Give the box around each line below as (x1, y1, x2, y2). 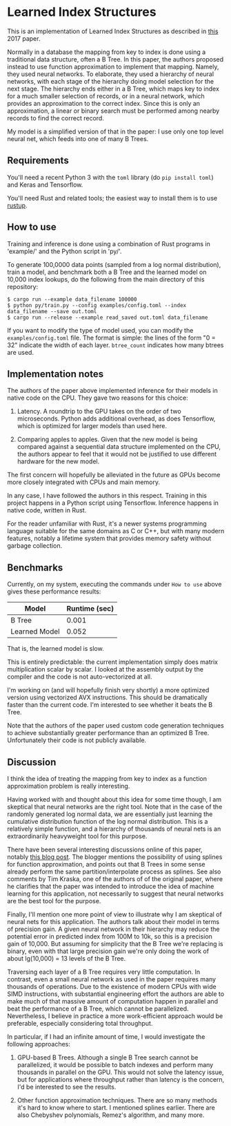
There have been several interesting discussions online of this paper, (7, 845, 203, 853)
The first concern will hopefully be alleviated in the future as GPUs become (7, 471, 221, 479)
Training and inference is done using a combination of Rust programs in (7, 239, 210, 248)
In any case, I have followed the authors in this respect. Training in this (7, 492, 207, 500)
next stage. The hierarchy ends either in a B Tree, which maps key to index (7, 84, 219, 93)
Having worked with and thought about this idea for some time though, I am (7, 795, 222, 803)
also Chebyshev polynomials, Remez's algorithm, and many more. (17, 1111, 205, 1119)
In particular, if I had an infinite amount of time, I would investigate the (7, 1033, 205, 1041)
